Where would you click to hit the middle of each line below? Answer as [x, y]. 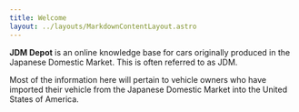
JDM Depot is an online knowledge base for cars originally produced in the [150, 52]
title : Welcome [38, 18]
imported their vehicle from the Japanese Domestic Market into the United [149, 89]
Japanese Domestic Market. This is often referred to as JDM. [124, 62]
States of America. [44, 99]
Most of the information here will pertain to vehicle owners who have [138, 79]
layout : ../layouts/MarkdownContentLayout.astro [103, 26]
